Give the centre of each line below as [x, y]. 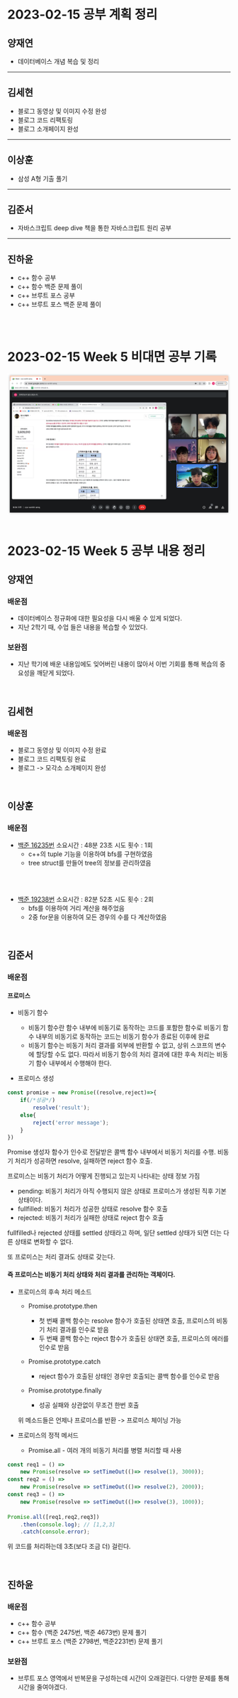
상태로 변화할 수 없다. [44, 1242]
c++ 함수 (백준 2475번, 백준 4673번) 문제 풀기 [82, 1632]
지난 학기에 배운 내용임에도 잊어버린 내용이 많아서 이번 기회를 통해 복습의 [118, 664]
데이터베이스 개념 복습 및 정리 [58, 61]
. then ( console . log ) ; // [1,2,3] [68, 1525]
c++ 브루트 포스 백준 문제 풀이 [59, 304]
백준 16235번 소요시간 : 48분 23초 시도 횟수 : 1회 [85, 845]
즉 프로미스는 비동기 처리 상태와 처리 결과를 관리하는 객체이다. [91, 1274]
